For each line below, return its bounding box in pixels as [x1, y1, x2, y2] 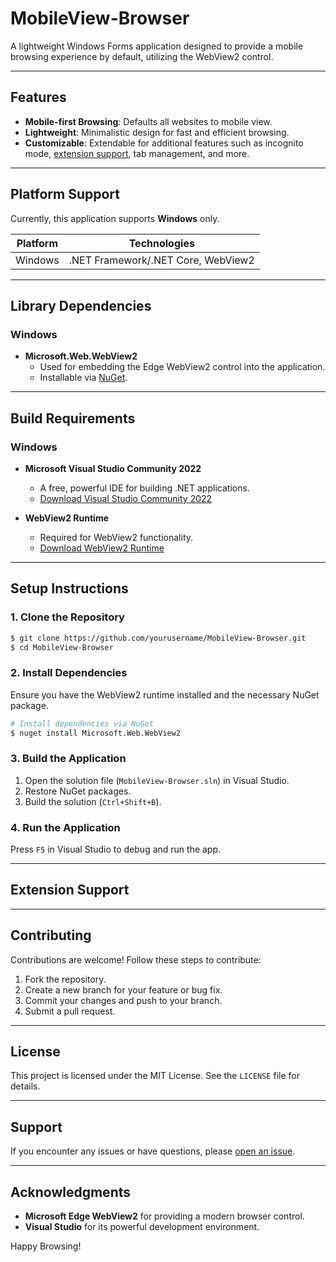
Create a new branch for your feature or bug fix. [24, 983, 223, 996]
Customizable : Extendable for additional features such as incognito [24, 137, 304, 149]
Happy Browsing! [10, 1240, 82, 1252]
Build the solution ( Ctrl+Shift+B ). [24, 795, 162, 807]
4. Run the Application [10, 820, 121, 834]
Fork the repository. [24, 973, 107, 985]
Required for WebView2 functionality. [39, 531, 194, 543]
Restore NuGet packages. [24, 785, 132, 797]
